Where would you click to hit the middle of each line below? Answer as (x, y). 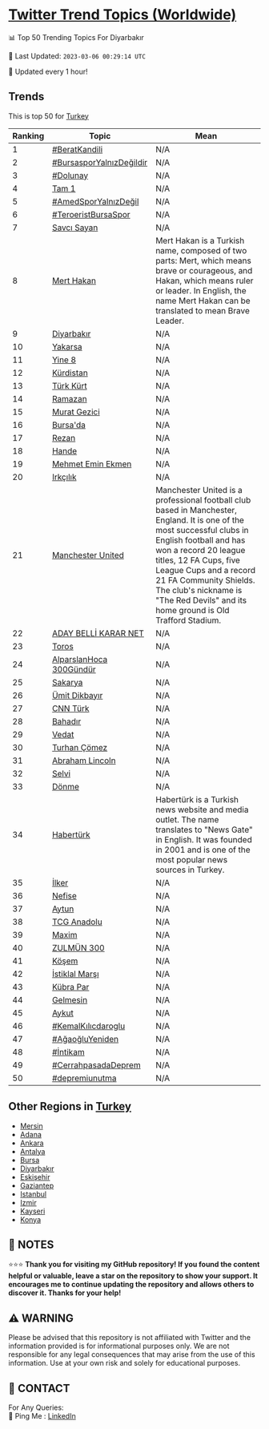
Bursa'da (69, 425)
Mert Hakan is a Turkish (200, 240)
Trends (26, 97)
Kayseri (32, 1211)
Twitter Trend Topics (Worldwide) (122, 15)
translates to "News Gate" (205, 830)
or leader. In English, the (201, 290)
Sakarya (67, 682)
